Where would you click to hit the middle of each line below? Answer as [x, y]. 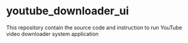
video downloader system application [52, 33]
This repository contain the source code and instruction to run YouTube [94, 27]
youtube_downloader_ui [68, 11]
